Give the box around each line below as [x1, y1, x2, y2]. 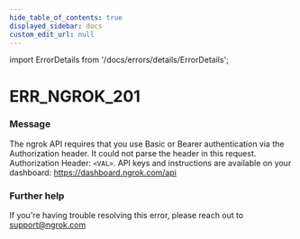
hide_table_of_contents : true [9, 13, 123, 22]
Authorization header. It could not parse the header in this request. [9, 147, 257, 158]
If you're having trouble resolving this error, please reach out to [9, 210, 244, 221]
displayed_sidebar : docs [9, 22, 103, 31]
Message [9, 118, 51, 130]
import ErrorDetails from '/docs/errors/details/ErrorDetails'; [9, 55, 230, 66]
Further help [9, 190, 65, 202]
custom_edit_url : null [9, 30, 95, 39]
